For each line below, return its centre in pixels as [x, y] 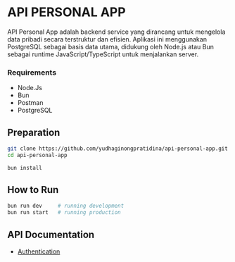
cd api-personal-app [38, 155]
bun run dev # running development [66, 206]
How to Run [33, 190]
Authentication [39, 251]
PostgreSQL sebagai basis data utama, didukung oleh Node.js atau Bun [111, 46]
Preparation [34, 132]
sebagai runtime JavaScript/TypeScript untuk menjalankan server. [103, 54]
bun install [25, 168]
